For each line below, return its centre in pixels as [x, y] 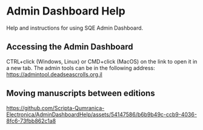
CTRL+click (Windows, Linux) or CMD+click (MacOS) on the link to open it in [102, 61]
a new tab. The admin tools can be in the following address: [81, 68]
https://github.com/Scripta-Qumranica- [55, 108]
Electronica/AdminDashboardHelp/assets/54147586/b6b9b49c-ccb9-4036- [101, 114]
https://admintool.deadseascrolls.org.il [55, 74]
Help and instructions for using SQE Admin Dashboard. [75, 28]
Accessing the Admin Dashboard [70, 47]
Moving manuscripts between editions [81, 93]
